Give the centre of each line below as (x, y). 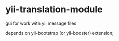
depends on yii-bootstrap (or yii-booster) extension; (59, 33)
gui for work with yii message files (41, 23)
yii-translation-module (54, 9)
